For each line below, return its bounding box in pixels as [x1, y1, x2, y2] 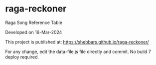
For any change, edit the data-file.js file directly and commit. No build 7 [5, 48, 151, 54]
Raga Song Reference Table [5, 19, 62, 25]
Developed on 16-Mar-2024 [5, 29, 62, 35]
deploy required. [5, 53, 39, 60]
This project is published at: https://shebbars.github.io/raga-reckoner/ [5, 38, 149, 45]
